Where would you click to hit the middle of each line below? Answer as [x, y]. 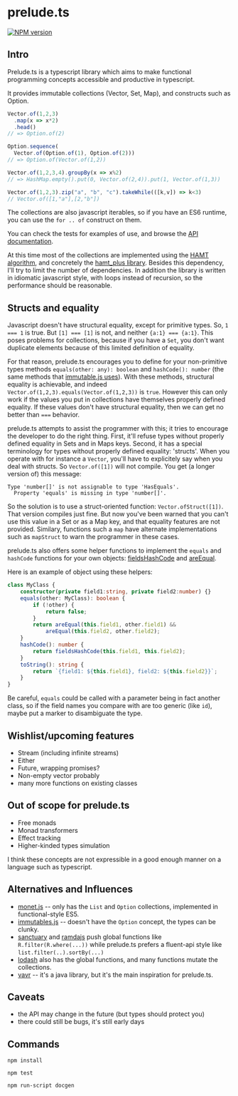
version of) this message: [44, 474]
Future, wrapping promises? [59, 768]
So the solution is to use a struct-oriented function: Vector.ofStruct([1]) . [115, 506]
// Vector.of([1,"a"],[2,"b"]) [54, 199]
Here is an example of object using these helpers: [80, 572]
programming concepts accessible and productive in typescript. [101, 79]
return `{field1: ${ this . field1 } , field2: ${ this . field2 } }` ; [125, 671]
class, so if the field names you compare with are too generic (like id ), [110, 706]
